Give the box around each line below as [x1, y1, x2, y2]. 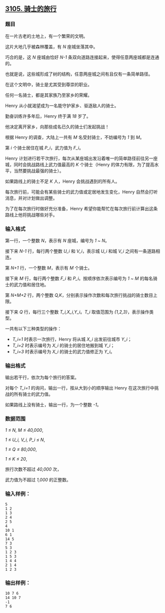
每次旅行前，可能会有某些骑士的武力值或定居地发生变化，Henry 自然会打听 [5, 189, 158, 195]
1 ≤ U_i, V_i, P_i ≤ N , [5, 436, 46, 443]
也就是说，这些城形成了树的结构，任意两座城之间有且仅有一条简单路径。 [5, 71, 153, 77]
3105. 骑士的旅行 [5, 4, 57, 13]
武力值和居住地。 [13, 281, 49, 287]
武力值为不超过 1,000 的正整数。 [5, 477, 71, 482]
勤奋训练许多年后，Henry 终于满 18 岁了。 [5, 113, 91, 119]
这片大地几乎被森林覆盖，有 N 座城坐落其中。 [5, 44, 98, 50]
